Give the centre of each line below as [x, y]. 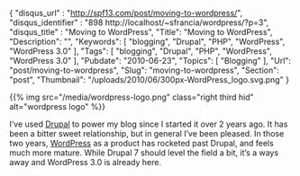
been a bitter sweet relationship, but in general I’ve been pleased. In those [147, 133]
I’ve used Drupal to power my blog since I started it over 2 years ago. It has [149, 124]
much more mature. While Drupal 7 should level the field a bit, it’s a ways [144, 153]
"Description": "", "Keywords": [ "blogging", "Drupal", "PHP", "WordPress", [147, 41]
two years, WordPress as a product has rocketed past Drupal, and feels [142, 143]
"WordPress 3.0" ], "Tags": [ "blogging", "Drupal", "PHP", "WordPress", [141, 51]
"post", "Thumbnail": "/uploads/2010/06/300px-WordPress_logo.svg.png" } [150, 79]
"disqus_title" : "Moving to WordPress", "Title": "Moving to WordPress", [141, 32]
